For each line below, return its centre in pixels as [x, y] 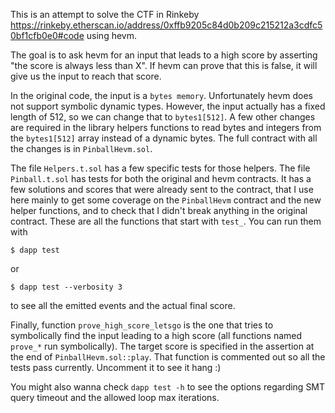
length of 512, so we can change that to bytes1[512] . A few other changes [163, 117]
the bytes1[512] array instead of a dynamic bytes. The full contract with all [164, 138]
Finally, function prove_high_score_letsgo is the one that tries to [142, 325]
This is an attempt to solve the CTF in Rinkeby [105, 14]
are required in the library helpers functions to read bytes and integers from [166, 127]
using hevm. [111, 35]
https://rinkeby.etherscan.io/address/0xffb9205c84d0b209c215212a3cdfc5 [166, 25]
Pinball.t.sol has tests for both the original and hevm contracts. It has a [161, 178]
